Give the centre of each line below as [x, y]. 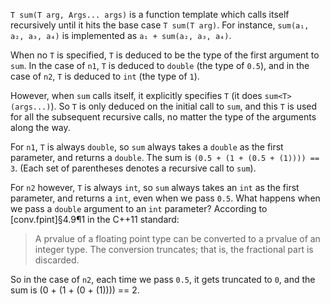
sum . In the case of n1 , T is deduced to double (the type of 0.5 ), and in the [160, 65]
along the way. [40, 127]
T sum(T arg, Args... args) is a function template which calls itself [150, 14]
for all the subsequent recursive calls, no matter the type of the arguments [163, 117]
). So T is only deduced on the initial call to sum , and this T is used [184, 106]
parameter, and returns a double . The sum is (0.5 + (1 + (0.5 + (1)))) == [165, 157]
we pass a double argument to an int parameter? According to [139, 208]
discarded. [57, 260]
